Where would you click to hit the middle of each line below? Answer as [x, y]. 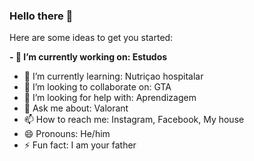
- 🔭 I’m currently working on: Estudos [88, 57]
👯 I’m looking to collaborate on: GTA [97, 87]
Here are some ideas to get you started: [91, 38]
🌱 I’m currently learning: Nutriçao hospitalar [113, 76]
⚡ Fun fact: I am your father [80, 145]
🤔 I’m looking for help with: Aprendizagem [110, 98]
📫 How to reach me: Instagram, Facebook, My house [134, 120]
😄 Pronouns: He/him [67, 134]
